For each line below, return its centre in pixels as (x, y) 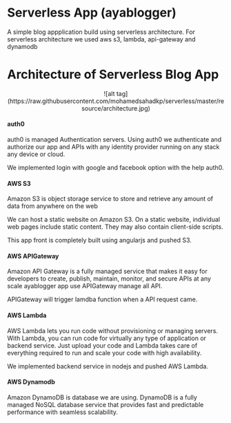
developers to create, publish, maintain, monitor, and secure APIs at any (109, 279)
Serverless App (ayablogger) (92, 13)
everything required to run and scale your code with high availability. (104, 352)
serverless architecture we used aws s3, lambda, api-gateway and (101, 39)
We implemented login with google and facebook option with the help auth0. (115, 168)
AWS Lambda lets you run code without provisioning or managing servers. (113, 330)
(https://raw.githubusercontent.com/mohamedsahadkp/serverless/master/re (116, 101)
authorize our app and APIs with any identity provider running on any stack (113, 147)
